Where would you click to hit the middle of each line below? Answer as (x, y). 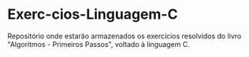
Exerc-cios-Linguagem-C (93, 14)
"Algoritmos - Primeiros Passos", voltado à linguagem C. (98, 44)
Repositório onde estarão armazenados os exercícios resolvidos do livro (124, 36)
